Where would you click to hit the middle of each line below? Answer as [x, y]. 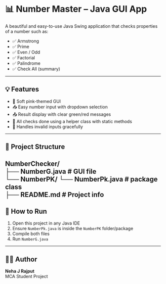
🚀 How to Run [26, 211]
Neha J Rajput [20, 271]
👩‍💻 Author [21, 259]
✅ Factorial [24, 57]
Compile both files [31, 234]
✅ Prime [21, 47]
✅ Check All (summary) [36, 69]
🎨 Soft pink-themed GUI [36, 101]
